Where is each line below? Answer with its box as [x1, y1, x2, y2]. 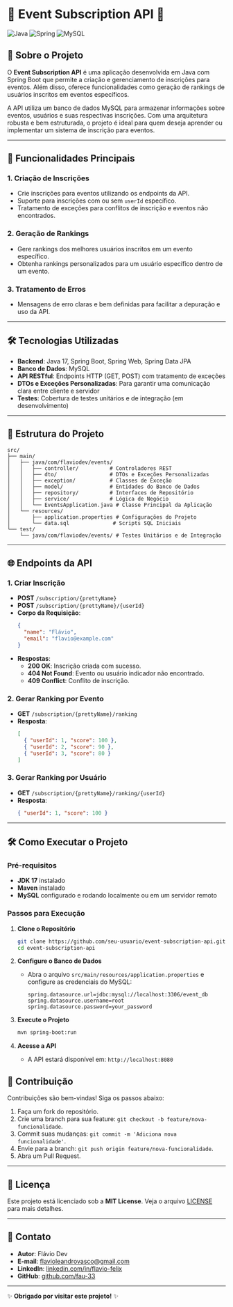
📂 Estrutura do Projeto [7, 428, 104, 440]
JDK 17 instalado [17, 877, 66, 885]
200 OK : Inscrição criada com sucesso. [27, 662, 141, 670]
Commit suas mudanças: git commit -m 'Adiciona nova [17, 1129, 177, 1138]
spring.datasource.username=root [27, 997, 125, 1005]
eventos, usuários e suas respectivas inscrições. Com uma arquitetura [7, 111, 208, 119]
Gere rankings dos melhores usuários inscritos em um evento [17, 244, 193, 253]
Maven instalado [17, 884, 66, 892]
